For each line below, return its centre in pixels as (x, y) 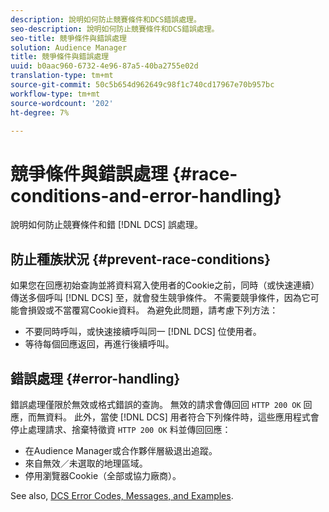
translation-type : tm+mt (62, 76)
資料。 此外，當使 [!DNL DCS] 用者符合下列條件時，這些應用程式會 (182, 417)
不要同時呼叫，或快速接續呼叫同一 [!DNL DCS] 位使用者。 (143, 332)
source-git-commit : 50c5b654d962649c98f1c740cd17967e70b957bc (142, 85)
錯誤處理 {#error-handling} (95, 378)
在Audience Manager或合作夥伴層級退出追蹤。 (121, 450)
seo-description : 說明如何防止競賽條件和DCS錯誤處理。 (115, 29)
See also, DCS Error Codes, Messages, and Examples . (122, 495)
